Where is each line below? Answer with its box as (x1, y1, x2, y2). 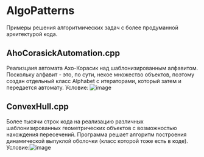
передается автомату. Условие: (6, 84, 89, 91)
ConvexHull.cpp (6, 101, 69, 112)
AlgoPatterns (6, 4, 75, 18)
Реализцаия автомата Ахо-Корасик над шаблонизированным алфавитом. (6, 64, 199, 71)
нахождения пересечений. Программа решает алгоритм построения (6, 131, 187, 138)
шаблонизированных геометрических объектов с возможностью (6, 124, 177, 131)
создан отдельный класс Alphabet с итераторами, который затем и (6, 77, 181, 84)
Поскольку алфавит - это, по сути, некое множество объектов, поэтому (6, 71, 195, 78)
